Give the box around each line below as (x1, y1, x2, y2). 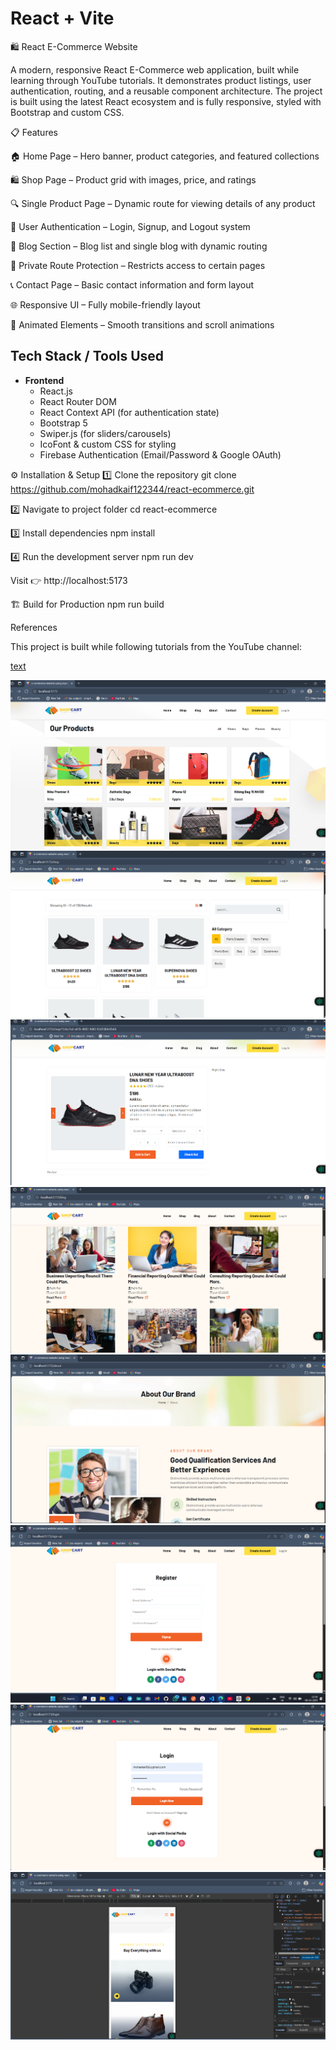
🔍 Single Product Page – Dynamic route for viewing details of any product (10, 197, 316, 209)
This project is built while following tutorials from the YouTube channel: (10, 640, 302, 652)
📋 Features (10, 126, 58, 138)
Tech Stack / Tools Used (10, 348, 165, 365)
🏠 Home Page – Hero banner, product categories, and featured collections (10, 150, 320, 162)
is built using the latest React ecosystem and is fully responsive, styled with (10, 95, 322, 107)
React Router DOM (39, 395, 117, 407)
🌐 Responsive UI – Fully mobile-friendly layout (10, 298, 201, 311)
